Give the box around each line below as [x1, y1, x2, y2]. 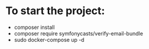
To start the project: [5, 4, 105, 18]
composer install [14, 24, 55, 31]
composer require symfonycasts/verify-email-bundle [14, 30, 143, 37]
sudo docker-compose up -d [14, 36, 85, 43]
